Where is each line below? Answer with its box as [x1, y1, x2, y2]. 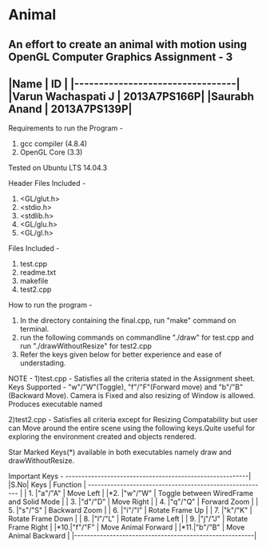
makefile [19, 276, 49, 286]
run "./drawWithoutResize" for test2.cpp [19, 341, 152, 351]
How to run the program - [8, 300, 93, 310]
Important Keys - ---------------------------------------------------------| [8, 471, 252, 482]
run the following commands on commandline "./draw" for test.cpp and [19, 332, 254, 342]
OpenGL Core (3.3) [19, 147, 83, 157]
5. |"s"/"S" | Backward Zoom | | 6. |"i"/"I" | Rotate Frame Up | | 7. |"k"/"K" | [8, 506, 253, 515]
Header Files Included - [8, 179, 86, 188]
